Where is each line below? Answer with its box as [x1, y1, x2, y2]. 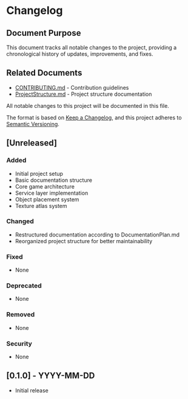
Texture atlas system [15, 202, 68, 209]
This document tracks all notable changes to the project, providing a [6, 44, 177, 51]
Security [6, 339, 32, 347]
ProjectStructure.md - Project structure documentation [15, 90, 152, 98]
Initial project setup [15, 170, 64, 177]
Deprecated [6, 281, 42, 290]
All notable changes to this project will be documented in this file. [6, 102, 170, 109]
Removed [6, 310, 35, 319]
